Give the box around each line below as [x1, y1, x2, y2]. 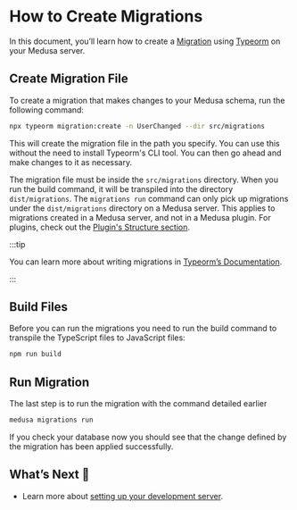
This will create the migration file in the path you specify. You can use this [9, 138, 281, 148]
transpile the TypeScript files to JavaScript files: [9, 332, 186, 343]
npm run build [9, 350, 62, 359]
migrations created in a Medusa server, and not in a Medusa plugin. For [9, 212, 271, 222]
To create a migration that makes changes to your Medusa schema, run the [9, 95, 285, 105]
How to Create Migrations [9, 6, 203, 27]
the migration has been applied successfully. [9, 441, 174, 452]
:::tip [9, 238, 26, 249]
